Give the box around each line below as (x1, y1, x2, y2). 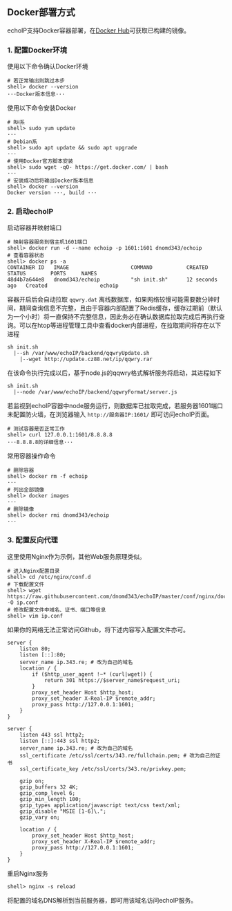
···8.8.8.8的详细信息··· (7, 439, 74, 446)
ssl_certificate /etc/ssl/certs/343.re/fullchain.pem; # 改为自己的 (19, 752, 215, 759)
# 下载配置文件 (7, 580, 45, 588)
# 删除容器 (7, 467, 35, 474)
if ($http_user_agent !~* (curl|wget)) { (32, 670, 153, 678)
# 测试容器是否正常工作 (7, 425, 66, 432)
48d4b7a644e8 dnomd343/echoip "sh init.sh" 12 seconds (7, 276, 217, 284)
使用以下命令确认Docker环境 (7, 62, 88, 71)
